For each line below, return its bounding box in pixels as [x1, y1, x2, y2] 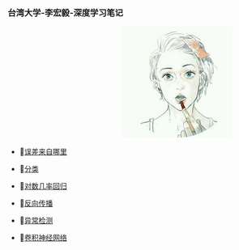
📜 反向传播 [19, 198, 53, 208]
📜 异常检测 [19, 216, 53, 226]
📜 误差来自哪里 [19, 147, 67, 157]
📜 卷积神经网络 [19, 233, 67, 243]
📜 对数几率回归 [19, 181, 67, 191]
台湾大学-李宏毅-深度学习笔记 [7, 6, 123, 18]
